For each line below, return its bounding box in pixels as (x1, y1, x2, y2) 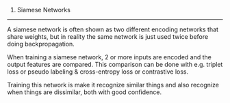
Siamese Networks (16, 6, 71, 14)
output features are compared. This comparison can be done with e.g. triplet (7, 61, 223, 68)
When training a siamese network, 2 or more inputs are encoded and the (7, 53, 212, 61)
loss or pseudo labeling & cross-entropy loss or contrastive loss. (7, 68, 189, 76)
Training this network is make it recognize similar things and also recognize (7, 81, 219, 89)
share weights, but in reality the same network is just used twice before (7, 33, 209, 40)
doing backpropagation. (7, 40, 75, 48)
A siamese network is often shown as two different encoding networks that (7, 25, 219, 33)
